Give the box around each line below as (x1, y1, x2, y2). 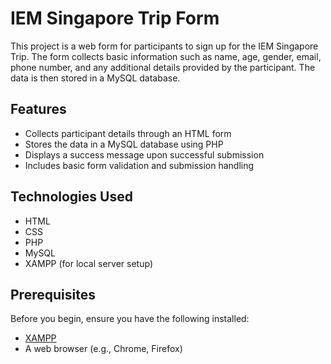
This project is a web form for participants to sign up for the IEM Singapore (10, 40, 319, 52)
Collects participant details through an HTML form (24, 127, 232, 139)
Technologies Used (10, 188, 133, 206)
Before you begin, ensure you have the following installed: (10, 313, 250, 325)
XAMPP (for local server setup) (24, 257, 153, 269)
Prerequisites (10, 286, 96, 303)
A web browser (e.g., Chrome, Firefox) (24, 343, 183, 355)
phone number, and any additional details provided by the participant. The (10, 61, 316, 73)
